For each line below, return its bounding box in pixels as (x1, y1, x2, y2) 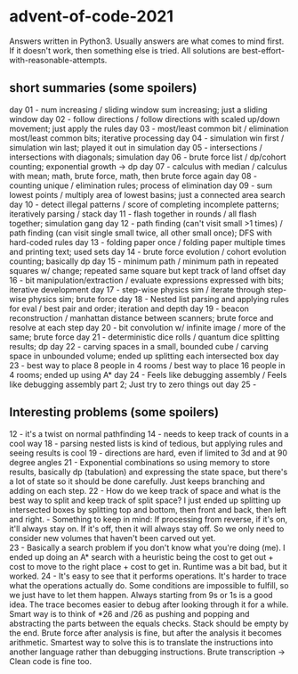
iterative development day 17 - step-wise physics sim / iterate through (9, 284, 265, 295)
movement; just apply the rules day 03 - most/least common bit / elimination (9, 123, 289, 134)
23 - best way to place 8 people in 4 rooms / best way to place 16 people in (9, 359, 286, 371)
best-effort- (241, 45, 286, 55)
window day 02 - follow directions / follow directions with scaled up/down (9, 113, 280, 124)
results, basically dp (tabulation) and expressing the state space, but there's (9, 466, 288, 477)
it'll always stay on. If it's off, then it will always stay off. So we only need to (9, 523, 285, 534)
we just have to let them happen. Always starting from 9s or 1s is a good (9, 589, 273, 600)
